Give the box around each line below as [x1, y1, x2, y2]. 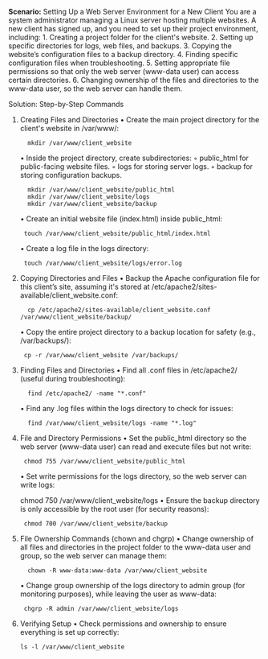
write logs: [19, 480, 55, 489]
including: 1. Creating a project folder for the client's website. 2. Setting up [8, 32, 254, 42]
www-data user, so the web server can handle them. [8, 84, 183, 93]
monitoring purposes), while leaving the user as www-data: [19, 589, 217, 599]
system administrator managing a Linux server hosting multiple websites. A [8, 15, 257, 25]
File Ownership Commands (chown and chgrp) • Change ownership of [19, 534, 254, 543]
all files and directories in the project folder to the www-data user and [19, 542, 251, 552]
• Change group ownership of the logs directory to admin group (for [19, 581, 246, 590]
